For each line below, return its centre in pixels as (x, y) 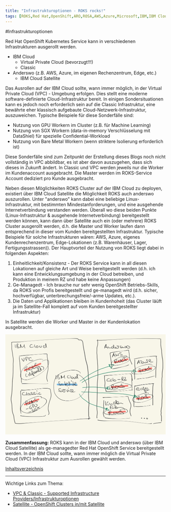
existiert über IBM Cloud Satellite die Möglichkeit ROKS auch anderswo (80, 193)
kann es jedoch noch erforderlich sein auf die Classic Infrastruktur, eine (80, 104)
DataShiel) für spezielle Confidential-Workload (61, 136)
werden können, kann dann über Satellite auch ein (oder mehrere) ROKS (81, 221)
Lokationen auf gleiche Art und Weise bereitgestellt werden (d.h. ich (84, 268)
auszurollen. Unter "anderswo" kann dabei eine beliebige (65, 199)
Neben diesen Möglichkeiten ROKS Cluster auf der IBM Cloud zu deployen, (84, 188)
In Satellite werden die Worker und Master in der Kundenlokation (73, 322)
